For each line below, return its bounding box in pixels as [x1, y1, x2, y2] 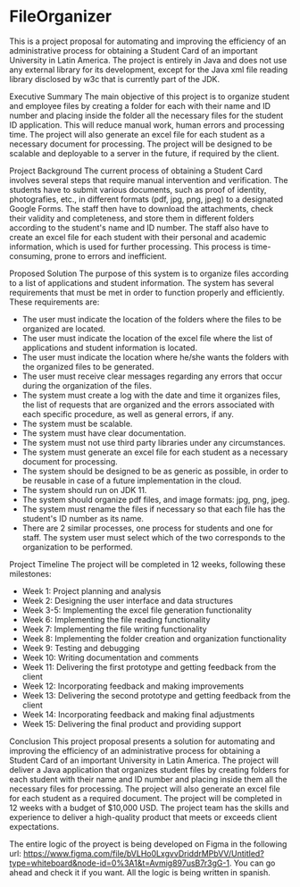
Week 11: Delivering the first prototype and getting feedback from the [21, 661, 277, 672]
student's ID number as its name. [21, 513, 145, 523]
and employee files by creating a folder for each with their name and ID [9, 100, 271, 111]
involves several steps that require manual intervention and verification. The [9, 174, 288, 185]
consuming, [9, 250, 53, 261]
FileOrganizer [9, 6, 112, 27]
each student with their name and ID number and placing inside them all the [9, 774, 287, 784]
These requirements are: [9, 297, 100, 307]
